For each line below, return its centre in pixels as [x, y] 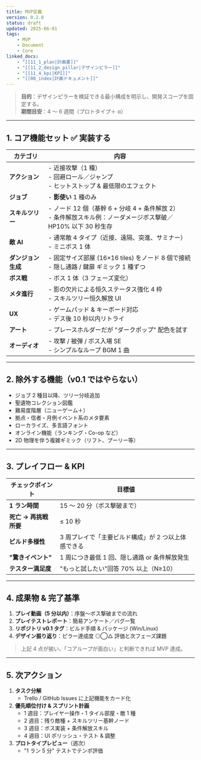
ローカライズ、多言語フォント [51, 425]
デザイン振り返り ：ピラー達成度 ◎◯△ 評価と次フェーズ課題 [91, 636]
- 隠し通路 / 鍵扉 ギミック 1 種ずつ [97, 266]
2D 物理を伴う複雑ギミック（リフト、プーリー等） [77, 440]
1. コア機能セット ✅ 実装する [59, 138]
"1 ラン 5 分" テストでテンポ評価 [63, 751]
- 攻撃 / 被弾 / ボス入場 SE [84, 341]
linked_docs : [22, 56]
